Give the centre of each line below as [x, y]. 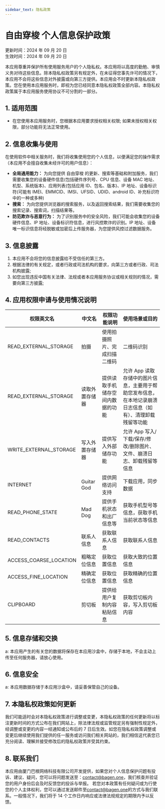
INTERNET [20, 485]
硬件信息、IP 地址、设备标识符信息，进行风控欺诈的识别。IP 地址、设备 [84, 223]
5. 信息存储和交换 [31, 639]
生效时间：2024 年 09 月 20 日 [36, 56]
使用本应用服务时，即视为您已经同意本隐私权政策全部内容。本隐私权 [91, 85]
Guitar [88, 481]
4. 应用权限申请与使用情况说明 [51, 300]
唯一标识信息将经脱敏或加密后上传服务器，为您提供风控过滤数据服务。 [83, 229]
